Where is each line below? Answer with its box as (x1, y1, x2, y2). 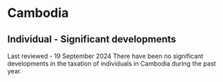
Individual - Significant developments (7, 33, 176, 45)
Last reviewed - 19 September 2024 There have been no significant (7, 52, 203, 60)
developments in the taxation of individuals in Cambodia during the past (7, 59, 217, 68)
